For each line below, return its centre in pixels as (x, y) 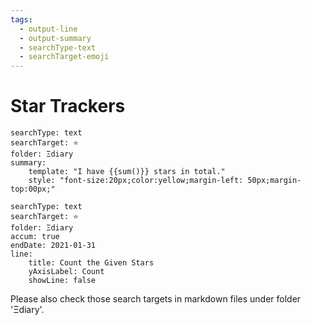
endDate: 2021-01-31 (53, 246)
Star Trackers (68, 106)
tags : (21, 19)
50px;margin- (274, 181)
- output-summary (55, 38)
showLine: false (62, 281)
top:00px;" (33, 189)
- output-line (48, 29)
